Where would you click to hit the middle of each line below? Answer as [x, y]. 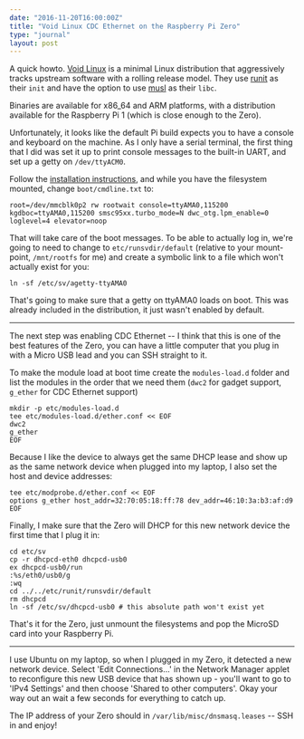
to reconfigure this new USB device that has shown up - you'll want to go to [150, 679]
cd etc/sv [28, 552]
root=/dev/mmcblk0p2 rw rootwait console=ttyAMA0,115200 [119, 206]
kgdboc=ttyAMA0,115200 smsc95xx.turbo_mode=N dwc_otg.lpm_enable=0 [139, 214]
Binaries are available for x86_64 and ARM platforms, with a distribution [142, 106]
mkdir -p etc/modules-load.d [64, 408]
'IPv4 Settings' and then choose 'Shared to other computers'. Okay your [143, 688]
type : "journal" [40, 34]
